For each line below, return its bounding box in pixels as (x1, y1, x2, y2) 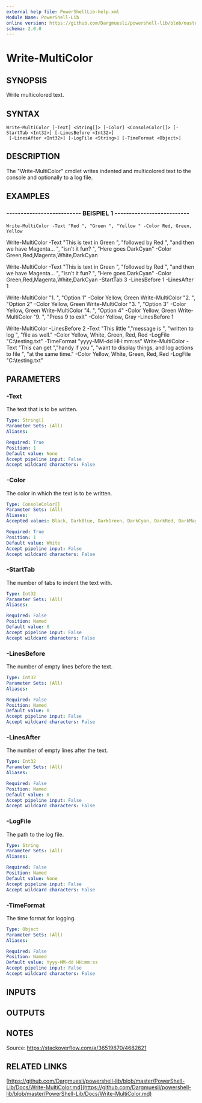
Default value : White (6, 540, 61, 546)
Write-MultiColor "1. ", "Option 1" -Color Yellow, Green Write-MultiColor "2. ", (6, 294, 196, 301)
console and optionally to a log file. (6, 174, 93, 181)
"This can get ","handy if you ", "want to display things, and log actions (18, 344, 194, 351)
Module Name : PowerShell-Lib (6, 14, 79, 20)
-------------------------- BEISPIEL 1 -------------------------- (6, 209, 190, 218)
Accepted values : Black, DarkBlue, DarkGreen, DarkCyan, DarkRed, (6, 518, 176, 524)
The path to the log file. (6, 831, 64, 838)
